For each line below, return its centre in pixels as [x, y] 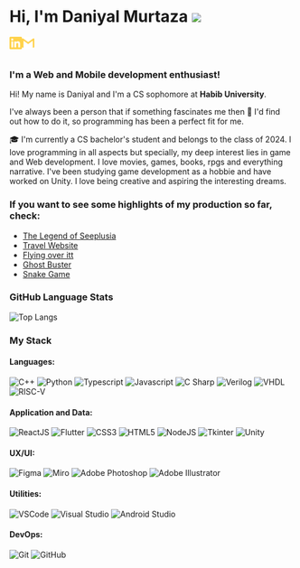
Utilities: [26, 493]
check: [25, 216]
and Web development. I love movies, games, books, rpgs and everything [146, 162]
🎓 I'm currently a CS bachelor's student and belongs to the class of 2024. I [150, 140]
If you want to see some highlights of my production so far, [141, 205]
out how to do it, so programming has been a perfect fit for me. [127, 121]
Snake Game [46, 274]
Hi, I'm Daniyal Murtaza [99, 17]
